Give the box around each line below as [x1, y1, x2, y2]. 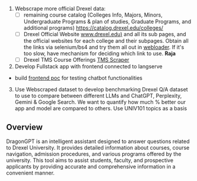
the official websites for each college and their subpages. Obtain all [23, 37, 189, 45]
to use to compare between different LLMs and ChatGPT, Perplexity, [14, 92, 182, 100]
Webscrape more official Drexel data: [14, 5, 106, 12]
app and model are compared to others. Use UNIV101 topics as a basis [14, 105, 188, 112]
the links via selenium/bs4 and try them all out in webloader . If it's [23, 44, 185, 51]
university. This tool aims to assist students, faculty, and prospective [6, 157, 174, 164]
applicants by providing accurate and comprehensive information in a [6, 163, 176, 170]
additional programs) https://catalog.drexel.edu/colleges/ [23, 24, 164, 31]
